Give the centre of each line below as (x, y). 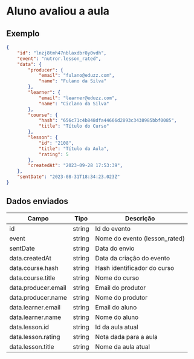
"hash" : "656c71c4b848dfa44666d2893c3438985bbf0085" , (108, 120)
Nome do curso (117, 278)
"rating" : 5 (53, 154)
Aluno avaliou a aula (58, 11)
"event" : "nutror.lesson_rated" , (59, 59)
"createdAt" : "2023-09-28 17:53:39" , (75, 166)
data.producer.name (38, 297)
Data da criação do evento (133, 258)
